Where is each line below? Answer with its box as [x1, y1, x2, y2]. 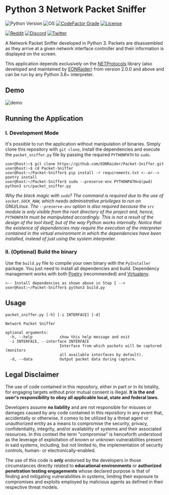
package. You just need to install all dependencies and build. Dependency [5, 265, 159, 271]
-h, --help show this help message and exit [10, 334, 130, 339]
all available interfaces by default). [59, 352, 144, 357]
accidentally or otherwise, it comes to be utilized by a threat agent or [5, 415, 149, 421]
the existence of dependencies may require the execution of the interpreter [5, 225, 162, 231]
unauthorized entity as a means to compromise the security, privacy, [5, 420, 148, 427]
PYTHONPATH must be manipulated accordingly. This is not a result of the [5, 214, 154, 220]
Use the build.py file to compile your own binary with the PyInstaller [5, 260, 151, 266]
